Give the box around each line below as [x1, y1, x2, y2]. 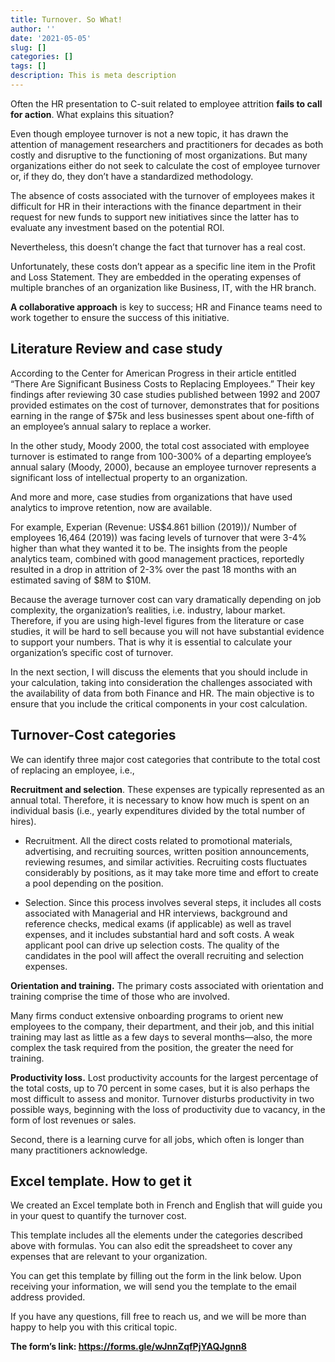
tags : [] [10, 61, 47, 71]
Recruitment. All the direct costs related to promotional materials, [24, 834, 293, 846]
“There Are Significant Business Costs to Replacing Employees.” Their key [10, 377, 316, 390]
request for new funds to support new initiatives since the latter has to [10, 211, 300, 223]
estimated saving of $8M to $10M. [10, 574, 152, 586]
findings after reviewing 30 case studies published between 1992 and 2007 [10, 388, 321, 400]
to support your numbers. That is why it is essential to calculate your [10, 636, 293, 648]
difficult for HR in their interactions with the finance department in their [10, 200, 302, 212]
